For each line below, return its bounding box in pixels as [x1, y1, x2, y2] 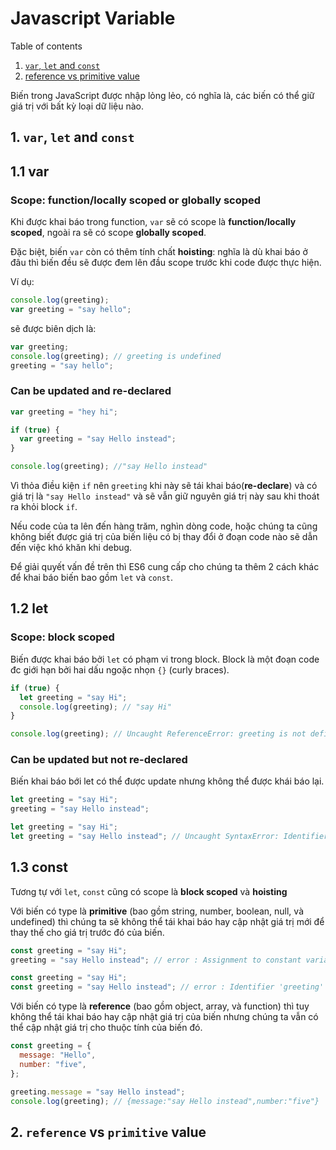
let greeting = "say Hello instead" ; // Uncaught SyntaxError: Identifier [10, 832, 329, 842]
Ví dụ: [10, 276, 35, 288]
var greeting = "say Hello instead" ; [19, 434, 177, 444]
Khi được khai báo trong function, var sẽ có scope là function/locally [10, 216, 297, 228]
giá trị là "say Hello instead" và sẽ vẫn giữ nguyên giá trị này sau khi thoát [10, 490, 320, 502]
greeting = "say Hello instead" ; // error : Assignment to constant [10, 955, 302, 965]
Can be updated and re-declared [10, 384, 172, 398]
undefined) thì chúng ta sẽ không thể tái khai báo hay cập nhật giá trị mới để [10, 915, 325, 927]
